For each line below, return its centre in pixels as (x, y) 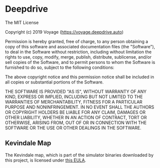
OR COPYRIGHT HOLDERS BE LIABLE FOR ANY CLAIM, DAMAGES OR (75, 112)
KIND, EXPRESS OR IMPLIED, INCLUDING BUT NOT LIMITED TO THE (74, 97)
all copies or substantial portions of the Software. (54, 82)
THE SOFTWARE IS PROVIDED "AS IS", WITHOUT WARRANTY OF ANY (76, 91)
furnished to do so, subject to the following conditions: (60, 67)
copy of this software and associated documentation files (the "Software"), (80, 46)
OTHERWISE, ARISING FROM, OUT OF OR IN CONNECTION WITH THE (76, 123)
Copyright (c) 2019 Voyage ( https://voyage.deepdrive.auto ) (64, 32)
